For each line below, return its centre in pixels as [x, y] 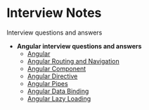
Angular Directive [52, 76]
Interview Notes [54, 13]
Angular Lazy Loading [59, 98]
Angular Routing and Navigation [73, 61]
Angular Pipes [47, 83]
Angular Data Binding [58, 91]
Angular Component [56, 68]
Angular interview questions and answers [79, 46]
